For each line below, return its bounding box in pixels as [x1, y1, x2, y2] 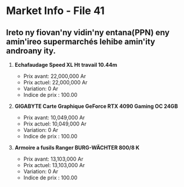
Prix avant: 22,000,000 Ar [23, 73, 86, 80]
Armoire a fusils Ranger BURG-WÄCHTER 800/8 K [14, 144, 140, 151]
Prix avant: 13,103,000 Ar [23, 155, 83, 162]
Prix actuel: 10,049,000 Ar [23, 120, 87, 127]
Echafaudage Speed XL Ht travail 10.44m [14, 62, 118, 68]
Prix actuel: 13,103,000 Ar [23, 162, 85, 168]
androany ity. [6, 46, 56, 56]
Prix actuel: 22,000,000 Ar [23, 79, 88, 86]
